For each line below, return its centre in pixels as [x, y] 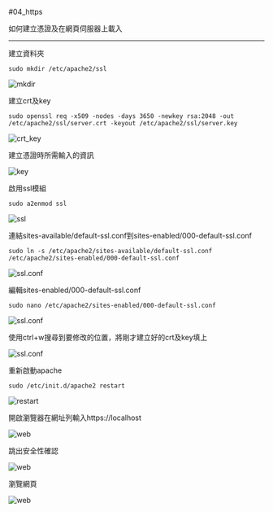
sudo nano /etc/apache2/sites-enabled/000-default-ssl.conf [113, 305]
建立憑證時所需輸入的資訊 [51, 155]
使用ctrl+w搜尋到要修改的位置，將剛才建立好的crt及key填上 [108, 337]
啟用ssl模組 [28, 188]
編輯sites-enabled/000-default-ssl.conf [75, 290]
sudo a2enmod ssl [38, 203]
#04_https [26, 12]
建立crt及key [30, 101]
